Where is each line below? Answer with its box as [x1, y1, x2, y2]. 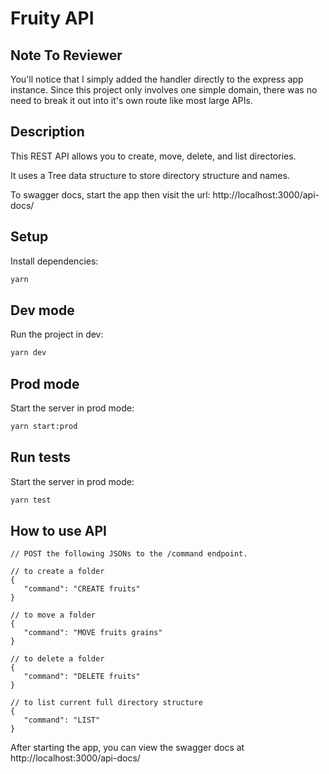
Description [10, 123, 85, 141]
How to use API [10, 522, 107, 539]
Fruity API [10, 7, 95, 30]
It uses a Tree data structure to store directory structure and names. [10, 169, 290, 181]
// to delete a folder [10, 654, 105, 664]
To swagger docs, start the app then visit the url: [10, 188, 211, 201]
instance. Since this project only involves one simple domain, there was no [10, 84, 318, 96]
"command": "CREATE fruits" [23, 584, 141, 594]
